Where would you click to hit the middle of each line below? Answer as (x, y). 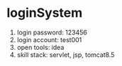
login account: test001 (49, 39)
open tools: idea (40, 47)
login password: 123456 (52, 32)
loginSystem (45, 13)
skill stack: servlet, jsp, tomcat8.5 (66, 55)
